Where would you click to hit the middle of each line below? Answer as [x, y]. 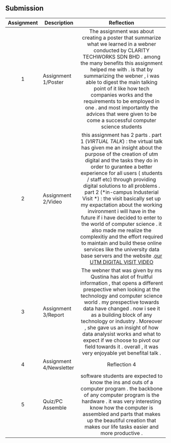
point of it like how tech [122, 88]
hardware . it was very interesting [122, 401]
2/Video [52, 201]
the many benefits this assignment [122, 63]
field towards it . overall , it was [122, 346]
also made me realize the [121, 230]
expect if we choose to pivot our [122, 340]
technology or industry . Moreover [122, 321]
